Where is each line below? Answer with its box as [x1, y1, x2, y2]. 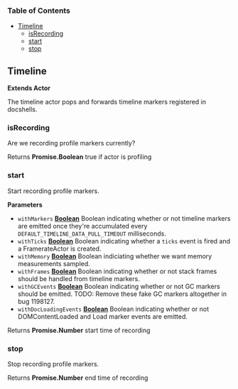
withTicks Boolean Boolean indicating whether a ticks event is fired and [17, 236, 231, 245]
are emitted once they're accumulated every [17, 221, 148, 230]
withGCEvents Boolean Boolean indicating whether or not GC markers [17, 282, 220, 290]
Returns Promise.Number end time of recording [7, 373, 148, 382]
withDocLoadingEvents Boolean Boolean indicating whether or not [17, 305, 210, 313]
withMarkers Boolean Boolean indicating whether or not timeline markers [17, 214, 231, 222]
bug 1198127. [17, 297, 55, 305]
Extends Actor [7, 84, 51, 92]
